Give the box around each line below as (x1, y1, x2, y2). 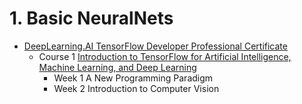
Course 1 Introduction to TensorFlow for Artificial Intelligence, (38, 50, 292, 62)
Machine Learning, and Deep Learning (38, 61, 197, 73)
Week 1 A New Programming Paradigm (53, 72, 214, 84)
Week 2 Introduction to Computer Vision (53, 82, 220, 94)
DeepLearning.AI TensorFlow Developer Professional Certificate (23, 40, 288, 52)
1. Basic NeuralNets (9, 7, 174, 30)
